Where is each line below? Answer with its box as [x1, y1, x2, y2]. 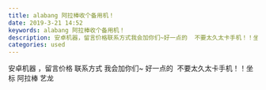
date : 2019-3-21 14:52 [8, 19, 83, 27]
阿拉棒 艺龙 [17, 73, 54, 83]
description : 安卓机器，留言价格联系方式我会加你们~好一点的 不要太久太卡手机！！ [8, 33, 254, 42]
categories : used [8, 41, 66, 49]
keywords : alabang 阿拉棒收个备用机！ [8, 26, 125, 34]
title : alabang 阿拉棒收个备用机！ [8, 11, 115, 20]
